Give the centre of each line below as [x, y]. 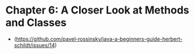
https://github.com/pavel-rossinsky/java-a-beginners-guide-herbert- [99, 39]
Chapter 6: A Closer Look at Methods [97, 10]
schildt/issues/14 [34, 45]
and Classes [36, 23]
